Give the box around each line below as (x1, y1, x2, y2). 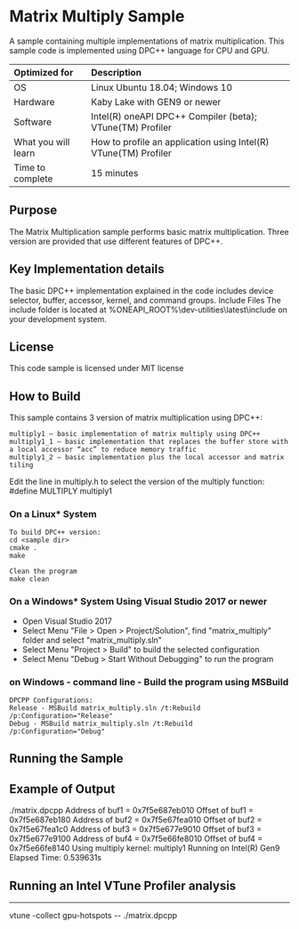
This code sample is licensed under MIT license (9, 363, 184, 374)
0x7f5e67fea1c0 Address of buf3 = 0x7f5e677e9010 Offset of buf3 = (9, 824, 263, 835)
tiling (9, 461, 34, 470)
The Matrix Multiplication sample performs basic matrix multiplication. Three (9, 226, 289, 237)
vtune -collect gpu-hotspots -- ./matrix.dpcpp (9, 910, 178, 921)
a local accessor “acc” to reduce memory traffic (9, 445, 198, 455)
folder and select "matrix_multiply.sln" (21, 634, 163, 645)
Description (90, 66, 142, 78)
